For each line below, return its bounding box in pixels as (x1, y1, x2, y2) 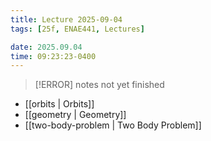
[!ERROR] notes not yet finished (34, 79, 165, 91)
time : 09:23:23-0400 (10, 51, 97, 61)
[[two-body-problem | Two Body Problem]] (24, 119, 202, 131)
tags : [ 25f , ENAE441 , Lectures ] (10, 24, 145, 34)
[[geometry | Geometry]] (24, 109, 127, 121)
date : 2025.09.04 (10, 42, 83, 52)
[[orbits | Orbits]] (24, 98, 95, 110)
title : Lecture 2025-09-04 (10, 14, 123, 25)
